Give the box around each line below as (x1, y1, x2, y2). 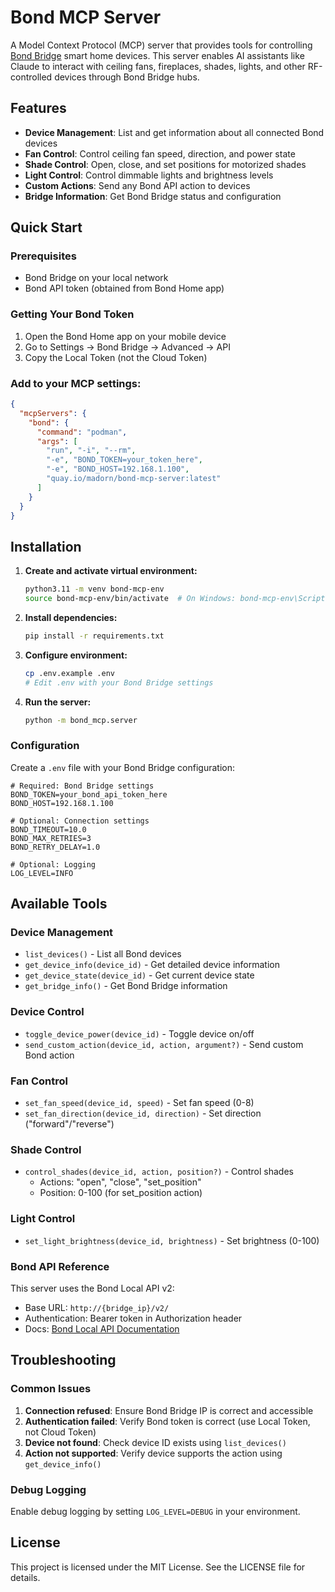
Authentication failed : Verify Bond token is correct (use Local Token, (24, 1415, 311, 1427)
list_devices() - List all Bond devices (24, 948, 182, 960)
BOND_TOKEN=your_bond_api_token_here (10, 789, 168, 800)
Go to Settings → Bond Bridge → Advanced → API (24, 341, 231, 353)
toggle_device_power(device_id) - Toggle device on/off (24, 1027, 255, 1040)
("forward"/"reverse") (24, 1118, 115, 1130)
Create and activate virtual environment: (24, 565, 198, 577)
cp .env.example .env (24, 668, 115, 678)
